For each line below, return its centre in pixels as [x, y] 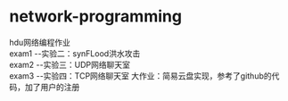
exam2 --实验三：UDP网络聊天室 [70, 64]
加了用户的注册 [52, 87]
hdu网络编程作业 [40, 42]
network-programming [96, 17]
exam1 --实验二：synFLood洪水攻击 [75, 53]
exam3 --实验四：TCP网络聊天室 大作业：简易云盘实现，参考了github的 [140, 76]
